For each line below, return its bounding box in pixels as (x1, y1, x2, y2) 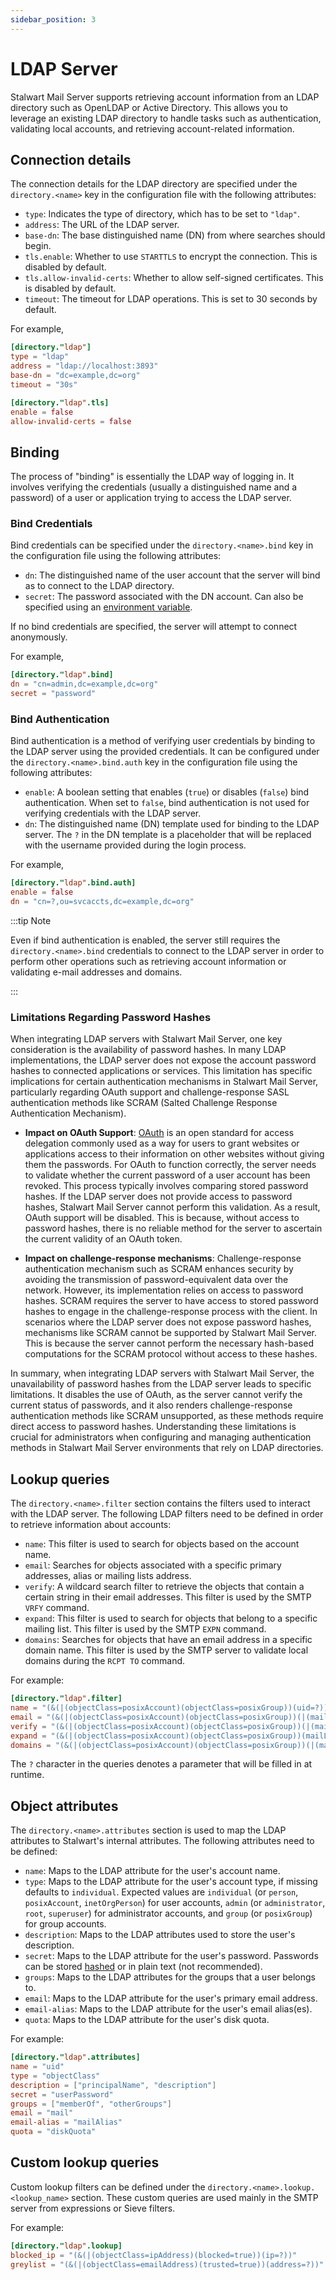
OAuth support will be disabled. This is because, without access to (24, 1212, 300, 1224)
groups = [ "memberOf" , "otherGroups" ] (10, 2099, 172, 2109)
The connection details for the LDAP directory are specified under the (10, 178, 298, 190)
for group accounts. (24, 1918, 107, 1930)
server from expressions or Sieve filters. (10, 2202, 176, 2214)
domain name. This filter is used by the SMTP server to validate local (24, 1644, 309, 1656)
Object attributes (10, 1797, 119, 1815)
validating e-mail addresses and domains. (10, 966, 183, 978)
